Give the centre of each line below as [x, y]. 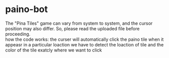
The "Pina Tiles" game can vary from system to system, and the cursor [79, 23]
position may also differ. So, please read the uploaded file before [72, 28]
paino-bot [26, 9]
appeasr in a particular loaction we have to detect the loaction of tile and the [84, 44]
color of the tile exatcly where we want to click [54, 50]
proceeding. [18, 34]
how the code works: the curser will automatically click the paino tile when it [84, 39]
